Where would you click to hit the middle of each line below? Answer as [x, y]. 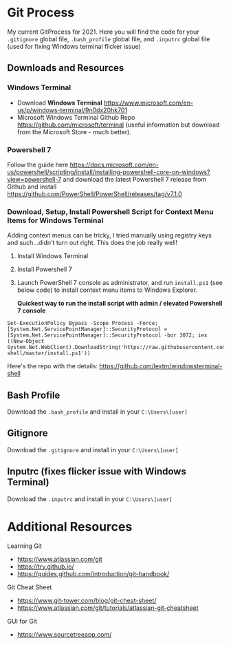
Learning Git [25, 546]
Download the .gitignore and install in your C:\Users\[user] [93, 450]
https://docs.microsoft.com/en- [114, 165]
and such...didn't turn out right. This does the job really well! [92, 243]
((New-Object [26, 341]
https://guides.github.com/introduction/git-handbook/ [93, 573]
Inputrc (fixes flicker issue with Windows [97, 472]
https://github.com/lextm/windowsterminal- [161, 366]
